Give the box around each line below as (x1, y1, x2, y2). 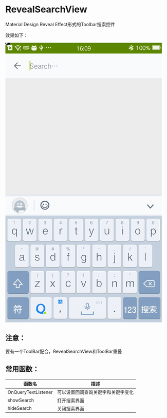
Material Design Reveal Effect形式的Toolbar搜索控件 (5, 21, 116, 27)
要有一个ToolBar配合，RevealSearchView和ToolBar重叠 (5, 348, 122, 354)
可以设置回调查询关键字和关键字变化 (57, 389, 134, 395)
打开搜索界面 (57, 397, 85, 404)
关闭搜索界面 (57, 405, 85, 411)
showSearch (7, 397, 34, 404)
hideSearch (7, 405, 32, 411)
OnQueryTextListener (7, 389, 53, 395)
